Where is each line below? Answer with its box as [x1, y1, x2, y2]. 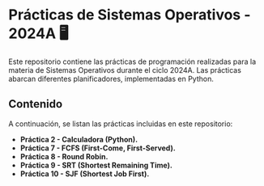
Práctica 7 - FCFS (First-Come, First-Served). [19, 143, 176, 153]
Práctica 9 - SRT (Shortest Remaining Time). [19, 160, 172, 170]
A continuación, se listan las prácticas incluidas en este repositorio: [8, 119, 233, 129]
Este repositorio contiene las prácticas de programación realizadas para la [8, 57, 257, 66]
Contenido [8, 97, 63, 111]
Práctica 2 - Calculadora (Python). [19, 134, 138, 144]
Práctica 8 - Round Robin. [19, 151, 109, 161]
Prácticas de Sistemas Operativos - [8, 6, 251, 24]
